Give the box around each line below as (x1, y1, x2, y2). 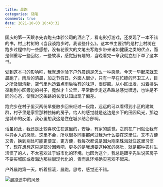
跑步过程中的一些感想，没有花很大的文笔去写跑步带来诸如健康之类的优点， (5, 47, 154, 52)
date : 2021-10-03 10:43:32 (5, 20, 60, 26)
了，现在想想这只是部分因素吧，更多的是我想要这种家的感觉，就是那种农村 (5, 144, 154, 150)
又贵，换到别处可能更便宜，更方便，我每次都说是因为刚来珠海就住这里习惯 (5, 138, 154, 144)
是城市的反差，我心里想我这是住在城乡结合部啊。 (5, 116, 103, 122)
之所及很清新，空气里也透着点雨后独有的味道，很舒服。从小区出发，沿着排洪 (5, 81, 158, 87)
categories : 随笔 (5, 12, 39, 16)
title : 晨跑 (5, 7, 28, 12)
